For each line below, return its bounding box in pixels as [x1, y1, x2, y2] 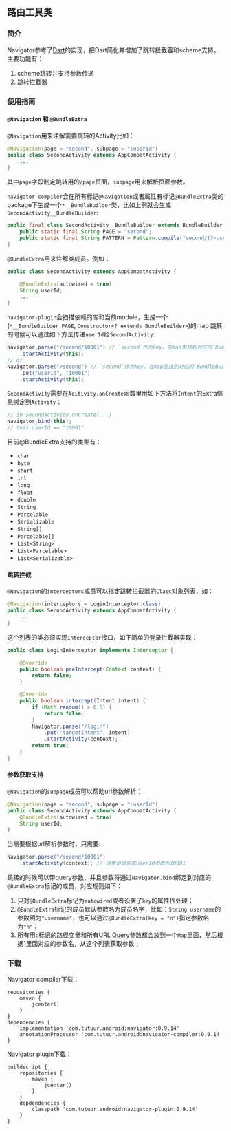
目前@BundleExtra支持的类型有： [7, 438, 102, 446]
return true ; [32, 742, 69, 749]
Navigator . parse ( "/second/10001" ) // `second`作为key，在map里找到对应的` [7, 344, 216, 351]
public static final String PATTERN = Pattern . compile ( [19, 235, 184, 242]
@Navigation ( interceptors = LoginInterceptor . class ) [7, 601, 162, 607]
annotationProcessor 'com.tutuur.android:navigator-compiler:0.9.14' [19, 1031, 223, 1038]
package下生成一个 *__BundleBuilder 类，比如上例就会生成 [7, 201, 172, 209]
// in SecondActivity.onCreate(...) [7, 411, 112, 418]
